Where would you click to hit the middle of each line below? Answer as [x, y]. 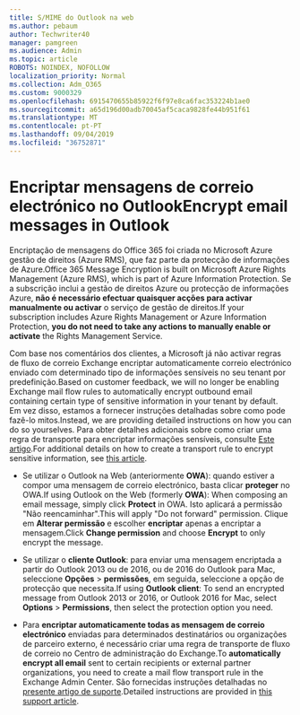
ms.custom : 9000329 [46, 92]
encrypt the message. [63, 542]
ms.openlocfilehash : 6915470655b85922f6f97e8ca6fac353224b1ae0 [130, 101]
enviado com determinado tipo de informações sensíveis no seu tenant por [148, 372]
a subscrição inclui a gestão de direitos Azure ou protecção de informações [149, 288]
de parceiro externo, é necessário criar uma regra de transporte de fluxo [156, 643]
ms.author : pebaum [43, 26]
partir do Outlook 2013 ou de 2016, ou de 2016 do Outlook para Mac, [149, 569]
